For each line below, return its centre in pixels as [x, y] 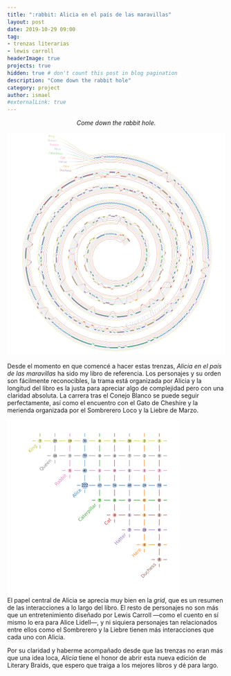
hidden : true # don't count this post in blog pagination [92, 73]
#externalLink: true [37, 103]
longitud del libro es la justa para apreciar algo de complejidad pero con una [115, 388]
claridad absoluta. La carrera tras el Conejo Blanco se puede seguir [103, 395]
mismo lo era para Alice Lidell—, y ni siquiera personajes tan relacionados [112, 622]
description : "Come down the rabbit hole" [69, 80]
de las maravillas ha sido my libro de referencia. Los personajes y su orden [114, 373]
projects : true [29, 66]
